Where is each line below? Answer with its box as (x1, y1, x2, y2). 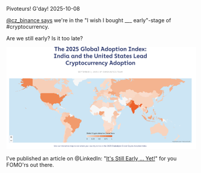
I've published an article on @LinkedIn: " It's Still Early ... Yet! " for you (6, 155, 177, 162)
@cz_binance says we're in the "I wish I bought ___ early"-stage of (6, 17, 172, 23)
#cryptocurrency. (6, 23, 49, 30)
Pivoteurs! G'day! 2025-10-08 (6, 5, 80, 12)
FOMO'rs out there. (6, 162, 54, 169)
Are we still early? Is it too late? (6, 35, 83, 41)
